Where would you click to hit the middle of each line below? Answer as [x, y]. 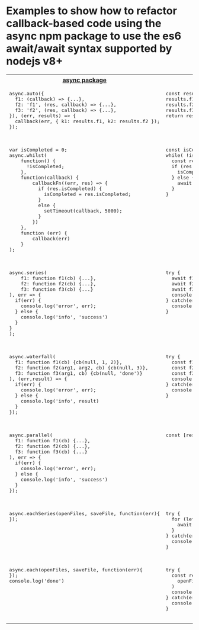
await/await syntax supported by [89, 49]
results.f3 [180, 110]
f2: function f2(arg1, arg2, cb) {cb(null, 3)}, [81, 367]
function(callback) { [49, 177]
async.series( [28, 273]
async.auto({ [27, 93]
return [174, 116]
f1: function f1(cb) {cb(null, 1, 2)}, [68, 362]
